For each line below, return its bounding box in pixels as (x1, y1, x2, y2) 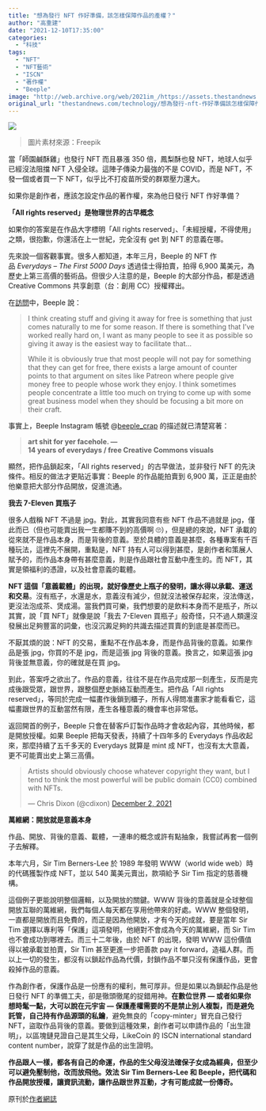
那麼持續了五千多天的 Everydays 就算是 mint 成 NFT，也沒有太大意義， (21, 741, 253, 751)
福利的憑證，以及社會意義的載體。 (28, 565, 140, 574)
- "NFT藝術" (15, 63, 53, 71)
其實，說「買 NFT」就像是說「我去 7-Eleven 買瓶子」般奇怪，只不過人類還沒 (8, 611, 258, 621)
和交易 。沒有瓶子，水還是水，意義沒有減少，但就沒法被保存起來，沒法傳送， (8, 592, 258, 601)
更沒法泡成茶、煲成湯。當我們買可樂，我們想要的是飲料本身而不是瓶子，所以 (8, 601, 258, 611)
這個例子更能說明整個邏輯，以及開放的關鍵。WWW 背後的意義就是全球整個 (8, 896, 253, 905)
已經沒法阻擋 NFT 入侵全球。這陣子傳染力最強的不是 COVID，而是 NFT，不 (8, 164, 253, 174)
